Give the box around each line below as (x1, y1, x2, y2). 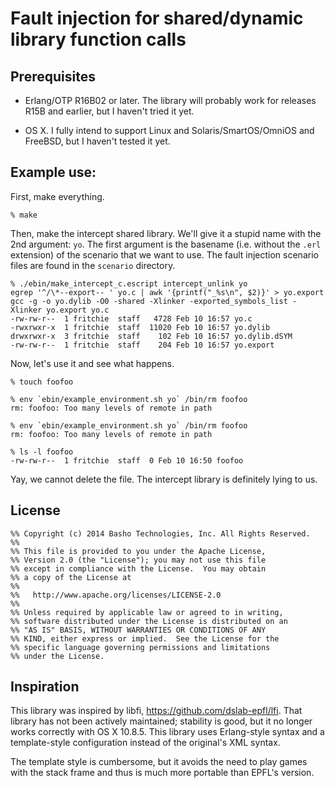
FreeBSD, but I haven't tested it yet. (24, 135, 171, 147)
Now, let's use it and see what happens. (10, 357, 175, 369)
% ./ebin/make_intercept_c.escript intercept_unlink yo (10, 278, 248, 289)
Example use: (10, 164, 97, 181)
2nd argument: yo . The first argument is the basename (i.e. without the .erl (10, 238, 322, 250)
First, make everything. (10, 190, 105, 202)
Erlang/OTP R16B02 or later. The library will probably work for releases (24, 95, 317, 106)
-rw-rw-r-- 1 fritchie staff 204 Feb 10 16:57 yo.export (10, 340, 275, 350)
